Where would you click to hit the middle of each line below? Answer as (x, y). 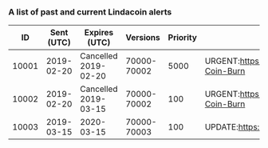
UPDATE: (222, 127)
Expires (99, 33)
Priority (183, 38)
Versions (143, 38)
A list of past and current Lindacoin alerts (90, 12)
